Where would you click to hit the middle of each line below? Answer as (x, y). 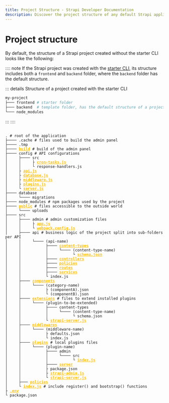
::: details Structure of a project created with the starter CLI (66, 89)
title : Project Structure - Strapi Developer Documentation (70, 10)
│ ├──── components (30, 281)
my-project (17, 98)
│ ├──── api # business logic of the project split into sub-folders (84, 232)
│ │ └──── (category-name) (43, 285)
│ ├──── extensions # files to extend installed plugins (71, 298)
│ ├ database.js (27, 175)
